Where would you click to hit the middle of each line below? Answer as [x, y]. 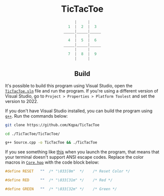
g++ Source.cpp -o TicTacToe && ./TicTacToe [51, 143]
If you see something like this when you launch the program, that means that [82, 152]
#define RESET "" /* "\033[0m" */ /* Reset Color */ [68, 171]
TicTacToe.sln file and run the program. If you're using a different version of [82, 91]
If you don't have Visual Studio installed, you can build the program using [79, 111]
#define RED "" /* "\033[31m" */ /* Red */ [59, 180]
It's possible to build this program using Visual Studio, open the [69, 86]
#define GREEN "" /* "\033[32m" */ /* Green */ [61, 189]
